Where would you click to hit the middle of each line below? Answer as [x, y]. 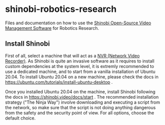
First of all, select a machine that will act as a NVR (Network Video [72, 56]
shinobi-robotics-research [61, 9]
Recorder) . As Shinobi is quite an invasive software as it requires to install [80, 61]
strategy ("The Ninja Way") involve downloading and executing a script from [83, 102]
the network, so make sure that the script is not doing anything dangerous [81, 107]
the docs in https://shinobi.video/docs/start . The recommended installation [82, 97]
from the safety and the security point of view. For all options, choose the [80, 113]
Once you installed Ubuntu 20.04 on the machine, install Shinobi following [80, 92]
